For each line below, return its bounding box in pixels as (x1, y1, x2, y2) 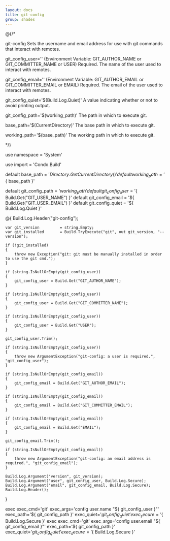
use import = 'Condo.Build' (5, 162, 62, 168)
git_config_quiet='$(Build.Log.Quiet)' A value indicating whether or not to (5, 97, 158, 103)
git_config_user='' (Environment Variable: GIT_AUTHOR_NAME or (5, 56, 142, 62)
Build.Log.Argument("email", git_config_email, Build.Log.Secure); (5, 483, 151, 488)
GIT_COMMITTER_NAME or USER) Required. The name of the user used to (5, 61, 161, 68)
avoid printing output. (5, 103, 50, 109)
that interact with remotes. (5, 46, 60, 52)
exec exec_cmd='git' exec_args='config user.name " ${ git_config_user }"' (5, 506, 159, 512)
